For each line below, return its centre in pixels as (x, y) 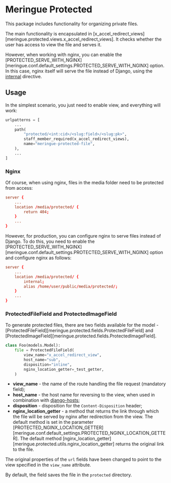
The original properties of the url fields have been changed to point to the (83, 459)
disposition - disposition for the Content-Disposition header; (77, 406)
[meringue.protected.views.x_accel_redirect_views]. (60, 39)
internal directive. (24, 76)
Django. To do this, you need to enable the (50, 241)
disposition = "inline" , (48, 364)
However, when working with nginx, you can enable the (64, 55)
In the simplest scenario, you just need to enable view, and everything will (83, 105)
